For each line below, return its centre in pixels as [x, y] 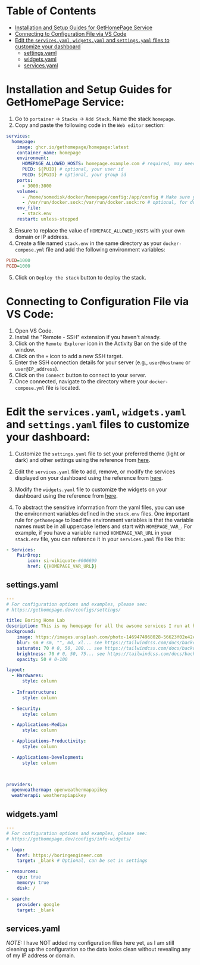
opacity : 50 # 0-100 [42, 659]
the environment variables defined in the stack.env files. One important [102, 513]
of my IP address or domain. [41, 955]
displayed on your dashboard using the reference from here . [89, 477]
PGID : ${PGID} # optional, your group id [74, 175]
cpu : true [29, 877]
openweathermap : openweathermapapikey [60, 790]
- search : [18, 899]
